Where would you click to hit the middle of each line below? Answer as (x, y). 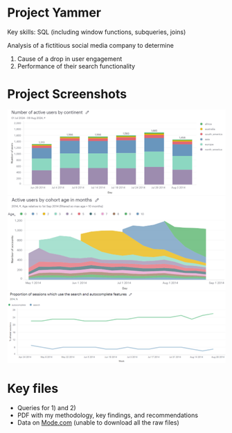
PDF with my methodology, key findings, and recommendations (108, 415)
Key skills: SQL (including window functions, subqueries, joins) (97, 32)
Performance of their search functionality (76, 66)
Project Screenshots (67, 94)
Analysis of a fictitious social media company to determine (91, 45)
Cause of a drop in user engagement (70, 59)
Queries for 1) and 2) (46, 407)
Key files (33, 388)
